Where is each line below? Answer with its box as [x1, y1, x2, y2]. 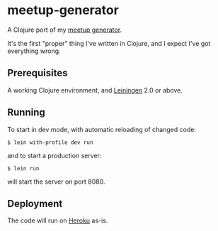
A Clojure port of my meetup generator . [7, 25, 122, 34]
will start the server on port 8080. [7, 177, 105, 186]
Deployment [7, 197, 63, 210]
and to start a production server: [7, 151, 102, 160]
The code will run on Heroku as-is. [7, 216, 108, 225]
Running [7, 107, 46, 119]
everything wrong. [7, 47, 62, 55]
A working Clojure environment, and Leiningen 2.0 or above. [7, 85, 183, 94]
